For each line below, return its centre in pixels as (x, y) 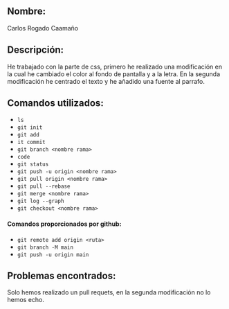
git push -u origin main (53, 255)
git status (33, 165)
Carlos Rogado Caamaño (43, 28)
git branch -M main (45, 247)
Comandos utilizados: (55, 103)
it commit (31, 142)
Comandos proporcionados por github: (64, 224)
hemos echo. (26, 300)
